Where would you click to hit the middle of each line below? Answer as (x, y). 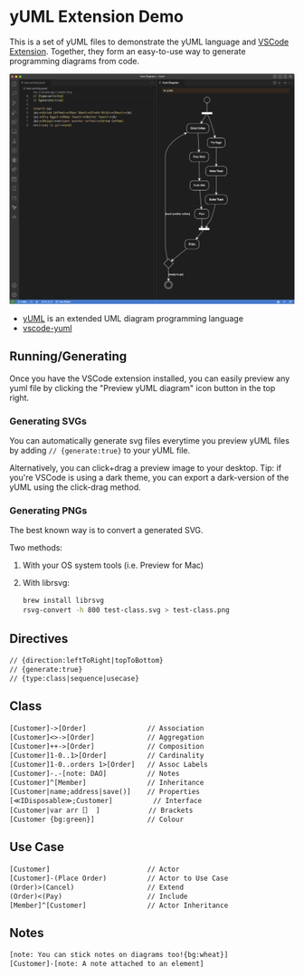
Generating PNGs (48, 511)
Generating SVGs (48, 421)
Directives (39, 639)
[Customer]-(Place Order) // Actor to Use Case (119, 878)
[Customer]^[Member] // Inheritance (107, 782)
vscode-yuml (47, 328)
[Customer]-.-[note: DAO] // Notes (95, 773)
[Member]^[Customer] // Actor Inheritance (119, 905)
